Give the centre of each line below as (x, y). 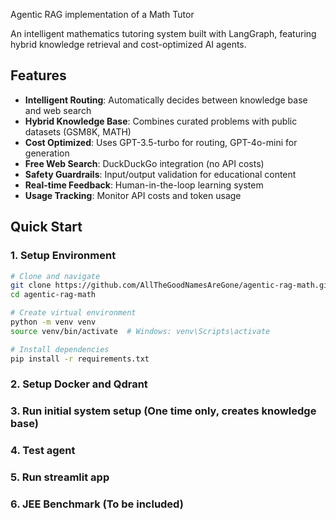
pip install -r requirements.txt (80, 359)
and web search (58, 110)
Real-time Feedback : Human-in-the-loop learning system (144, 185)
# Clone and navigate (55, 276)
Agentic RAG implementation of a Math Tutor (102, 14)
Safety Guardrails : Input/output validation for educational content (160, 174)
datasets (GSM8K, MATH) (78, 131)
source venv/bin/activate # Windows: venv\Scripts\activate (140, 331)
